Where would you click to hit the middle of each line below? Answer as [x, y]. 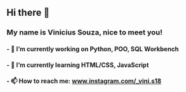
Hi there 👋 [28, 13]
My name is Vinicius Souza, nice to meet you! [85, 33]
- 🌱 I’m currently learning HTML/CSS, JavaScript [78, 65]
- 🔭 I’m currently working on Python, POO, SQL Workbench [93, 48]
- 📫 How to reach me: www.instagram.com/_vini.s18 [84, 81]
